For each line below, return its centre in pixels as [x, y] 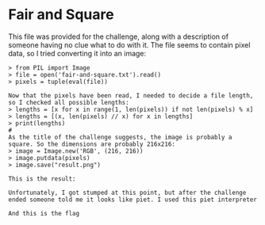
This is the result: [42, 179]
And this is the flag [44, 213]
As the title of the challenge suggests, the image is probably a [120, 137]
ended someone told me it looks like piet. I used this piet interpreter [133, 200]
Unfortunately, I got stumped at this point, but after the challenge [127, 193]
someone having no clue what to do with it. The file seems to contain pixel [129, 44]
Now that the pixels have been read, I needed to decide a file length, [131, 95]
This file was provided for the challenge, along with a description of [118, 36]
